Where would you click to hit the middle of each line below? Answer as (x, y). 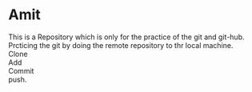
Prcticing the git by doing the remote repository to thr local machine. (121, 45)
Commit (21, 70)
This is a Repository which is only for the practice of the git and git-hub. (126, 37)
